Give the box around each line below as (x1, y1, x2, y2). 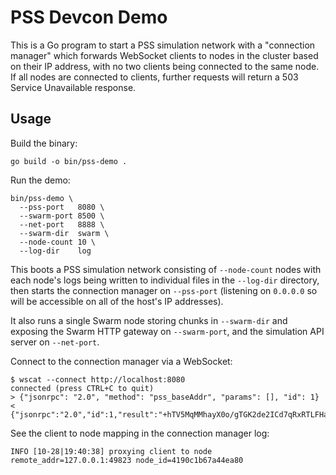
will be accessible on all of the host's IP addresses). (10, 295, 224, 307)
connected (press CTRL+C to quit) (10, 383, 155, 393)
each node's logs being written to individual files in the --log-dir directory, (10, 274, 320, 286)
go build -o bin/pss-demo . (10, 156, 128, 166)
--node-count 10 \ (19, 237, 97, 247)
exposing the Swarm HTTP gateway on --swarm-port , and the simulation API (10, 325, 325, 337)
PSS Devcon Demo (10, 6, 168, 29)
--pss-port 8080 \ (19, 202, 105, 212)
